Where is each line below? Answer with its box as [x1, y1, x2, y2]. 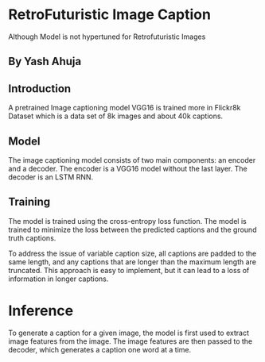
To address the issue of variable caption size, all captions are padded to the [8, 248, 257, 258]
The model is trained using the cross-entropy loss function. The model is [8, 216, 247, 225]
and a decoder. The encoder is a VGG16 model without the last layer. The [8, 164, 248, 173]
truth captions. [8, 233, 57, 243]
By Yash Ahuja [8, 55, 82, 68]
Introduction [8, 82, 72, 95]
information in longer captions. [8, 274, 109, 283]
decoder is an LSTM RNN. [8, 172, 94, 182]
